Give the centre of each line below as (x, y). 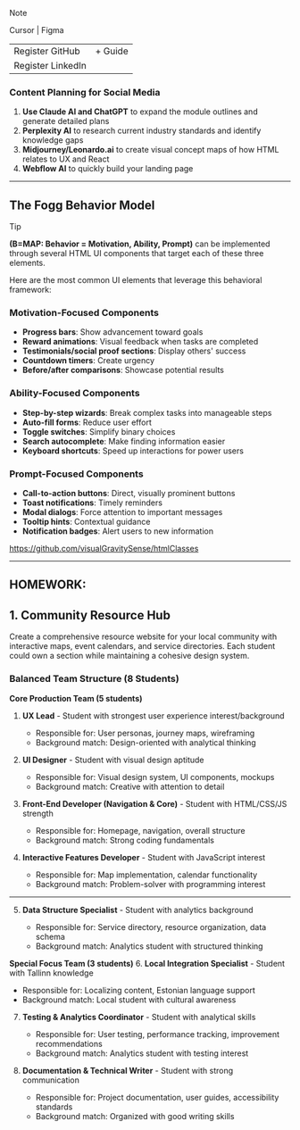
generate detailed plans (66, 121)
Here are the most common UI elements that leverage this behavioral (136, 280)
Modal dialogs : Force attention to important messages (122, 512)
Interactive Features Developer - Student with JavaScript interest (144, 857)
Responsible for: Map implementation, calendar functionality (146, 875)
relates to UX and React (66, 159)
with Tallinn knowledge (51, 973)
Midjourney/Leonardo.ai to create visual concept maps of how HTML (150, 150)
